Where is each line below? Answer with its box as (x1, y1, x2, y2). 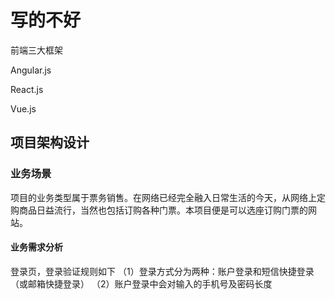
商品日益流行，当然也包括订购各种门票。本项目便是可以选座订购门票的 (18, 204, 308, 216)
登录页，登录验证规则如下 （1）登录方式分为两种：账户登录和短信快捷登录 (10, 265, 315, 277)
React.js (10, 83, 44, 95)
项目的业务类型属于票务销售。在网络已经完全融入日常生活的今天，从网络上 (10, 191, 317, 203)
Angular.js (10, 64, 52, 76)
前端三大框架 (10, 44, 63, 56)
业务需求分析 (10, 241, 63, 253)
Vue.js (10, 102, 37, 115)
